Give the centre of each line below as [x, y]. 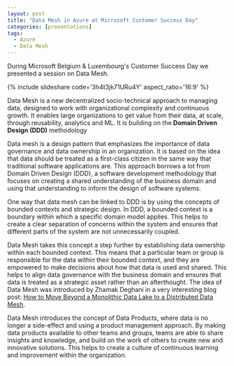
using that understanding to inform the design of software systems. [104, 188]
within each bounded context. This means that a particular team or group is [116, 252]
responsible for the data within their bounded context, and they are [104, 260]
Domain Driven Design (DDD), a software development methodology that [112, 173]
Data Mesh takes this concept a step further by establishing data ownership [116, 245]
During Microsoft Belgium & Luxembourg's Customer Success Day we [108, 66]
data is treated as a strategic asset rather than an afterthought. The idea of [115, 282]
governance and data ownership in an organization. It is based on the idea [114, 151]
